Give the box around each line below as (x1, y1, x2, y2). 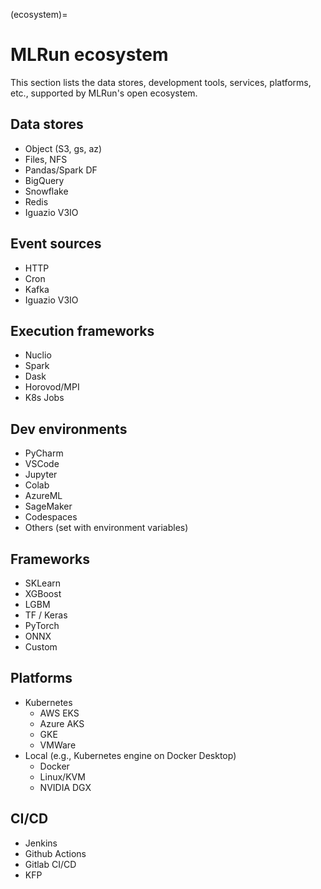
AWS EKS (39, 707, 80, 719)
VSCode (24, 458, 60, 470)
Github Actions (24, 847, 87, 859)
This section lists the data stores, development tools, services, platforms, (10, 76, 312, 88)
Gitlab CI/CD (24, 858, 77, 870)
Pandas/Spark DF (24, 164, 98, 176)
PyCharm (24, 447, 64, 459)
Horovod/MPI (24, 381, 80, 393)
